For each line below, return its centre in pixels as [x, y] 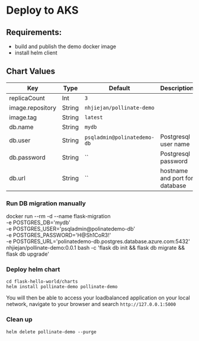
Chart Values [31, 71]
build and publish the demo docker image [65, 46]
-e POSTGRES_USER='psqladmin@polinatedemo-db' [70, 229]
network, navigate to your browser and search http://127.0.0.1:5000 [91, 304]
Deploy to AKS [42, 10]
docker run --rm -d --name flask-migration [58, 216]
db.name [21, 127]
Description [177, 88]
